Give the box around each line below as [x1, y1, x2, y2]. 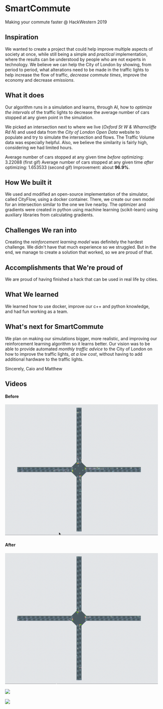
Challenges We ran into [5, 226, 77, 234]
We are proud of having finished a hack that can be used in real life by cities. [5, 276, 158, 282]
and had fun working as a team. [5, 309, 68, 314]
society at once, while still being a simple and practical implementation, [5, 51, 148, 57]
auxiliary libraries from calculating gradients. [5, 212, 94, 218]
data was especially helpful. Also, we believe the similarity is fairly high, [5, 139, 148, 145]
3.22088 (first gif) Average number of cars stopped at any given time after [5, 159, 154, 165]
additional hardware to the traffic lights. [5, 356, 84, 362]
